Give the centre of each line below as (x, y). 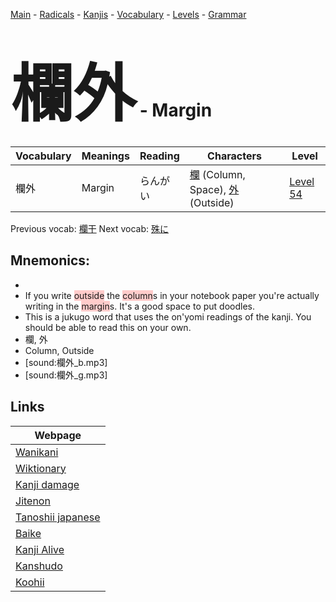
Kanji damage (47, 484)
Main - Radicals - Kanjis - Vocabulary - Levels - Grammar (128, 14)
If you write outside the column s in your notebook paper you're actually (172, 295)
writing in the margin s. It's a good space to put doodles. (140, 306)
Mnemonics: (50, 260)
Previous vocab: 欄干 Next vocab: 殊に (89, 228)
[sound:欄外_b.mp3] (66, 362)
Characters (234, 156)
